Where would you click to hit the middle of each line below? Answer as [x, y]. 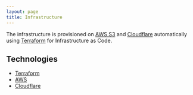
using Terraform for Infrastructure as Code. [59, 40]
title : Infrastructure [34, 17]
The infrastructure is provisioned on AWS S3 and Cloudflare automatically [97, 34]
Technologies [32, 59]
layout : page [22, 12]
